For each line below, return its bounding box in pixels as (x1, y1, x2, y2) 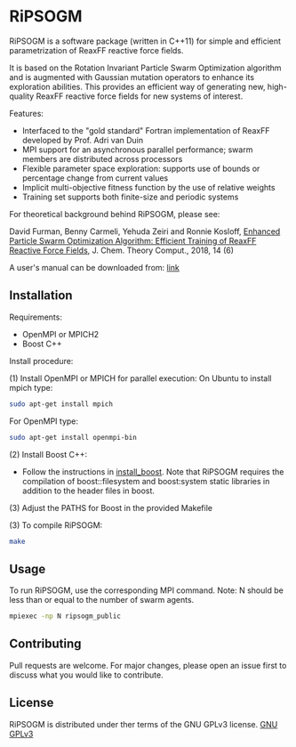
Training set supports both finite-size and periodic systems (21, 191, 239, 202)
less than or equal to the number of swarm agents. (9, 595, 195, 605)
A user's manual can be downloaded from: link (9, 262, 180, 272)
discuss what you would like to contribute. (9, 670, 164, 680)
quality (9, 91, 35, 101)
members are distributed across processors (21, 153, 183, 164)
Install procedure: (9, 355, 74, 366)
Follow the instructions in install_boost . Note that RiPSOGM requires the (21, 466, 284, 477)
